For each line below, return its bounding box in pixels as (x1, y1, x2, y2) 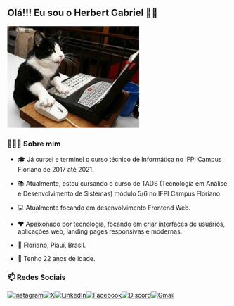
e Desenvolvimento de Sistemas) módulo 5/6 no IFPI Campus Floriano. (17, 189, 222, 198)
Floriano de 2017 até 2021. (17, 165, 94, 173)
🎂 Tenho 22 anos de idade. (17, 254, 96, 262)
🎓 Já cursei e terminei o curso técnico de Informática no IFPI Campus (17, 155, 222, 163)
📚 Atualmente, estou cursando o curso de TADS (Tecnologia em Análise (17, 179, 228, 187)
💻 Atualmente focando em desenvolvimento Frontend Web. (17, 203, 191, 212)
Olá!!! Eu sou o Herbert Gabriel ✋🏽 (7, 7, 158, 19)
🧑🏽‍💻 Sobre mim (7, 139, 61, 148)
